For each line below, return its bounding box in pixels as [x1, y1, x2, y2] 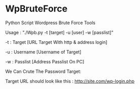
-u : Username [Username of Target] [5, 49, 82, 55]
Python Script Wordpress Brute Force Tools [5, 20, 96, 26]
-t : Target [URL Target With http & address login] [5, 39, 108, 45]
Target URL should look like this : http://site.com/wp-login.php [5, 78, 135, 84]
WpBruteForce [5, 3, 68, 15]
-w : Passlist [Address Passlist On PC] [5, 58, 84, 64]
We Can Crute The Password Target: [5, 68, 82, 74]
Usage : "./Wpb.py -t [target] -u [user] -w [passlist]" [5, 29, 114, 35]
